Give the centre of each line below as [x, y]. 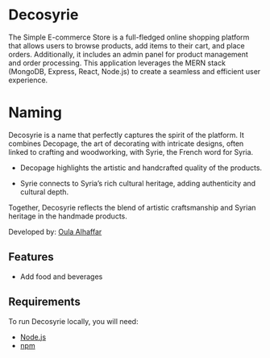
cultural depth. [44, 192]
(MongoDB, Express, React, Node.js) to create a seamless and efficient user [135, 71]
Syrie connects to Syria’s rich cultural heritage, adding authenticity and [138, 183]
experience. [28, 80]
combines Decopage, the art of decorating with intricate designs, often [126, 144]
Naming [35, 112]
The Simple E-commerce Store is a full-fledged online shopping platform [129, 37]
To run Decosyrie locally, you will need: [73, 321]
